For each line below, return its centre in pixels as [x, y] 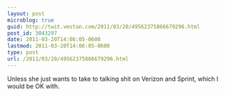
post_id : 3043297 [32, 33]
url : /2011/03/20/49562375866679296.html [68, 59]
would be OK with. [34, 86]
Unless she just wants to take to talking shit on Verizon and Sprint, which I [113, 79]
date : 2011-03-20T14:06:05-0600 [54, 40]
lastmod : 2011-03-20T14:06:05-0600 [59, 46]
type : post [23, 53]
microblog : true [31, 20]
